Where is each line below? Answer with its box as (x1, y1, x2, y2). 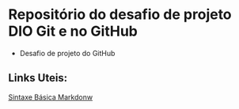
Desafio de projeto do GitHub (19, 48, 116, 58)
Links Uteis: (8, 71, 68, 85)
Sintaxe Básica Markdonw (8, 92, 93, 102)
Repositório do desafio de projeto (8, 6, 232, 24)
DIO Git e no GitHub (8, 22, 138, 40)
